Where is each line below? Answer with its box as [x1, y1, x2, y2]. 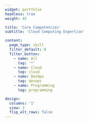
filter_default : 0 [9, 47, 47, 52]
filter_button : [9, 51, 40, 56]
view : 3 [9, 105, 25, 110]
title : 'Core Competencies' [5, 25, 62, 30]
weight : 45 [5, 16, 27, 21]
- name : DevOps [13, 74, 44, 79]
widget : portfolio [5, 7, 42, 12]
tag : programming [17, 88, 53, 92]
